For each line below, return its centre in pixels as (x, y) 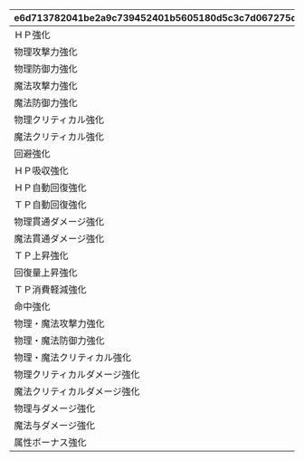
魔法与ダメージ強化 (55, 425)
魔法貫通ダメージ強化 (59, 239)
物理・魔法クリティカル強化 (73, 357)
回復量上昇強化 (46, 273)
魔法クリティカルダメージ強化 (77, 391)
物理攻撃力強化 (46, 52)
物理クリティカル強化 (59, 120)
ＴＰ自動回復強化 (51, 205)
